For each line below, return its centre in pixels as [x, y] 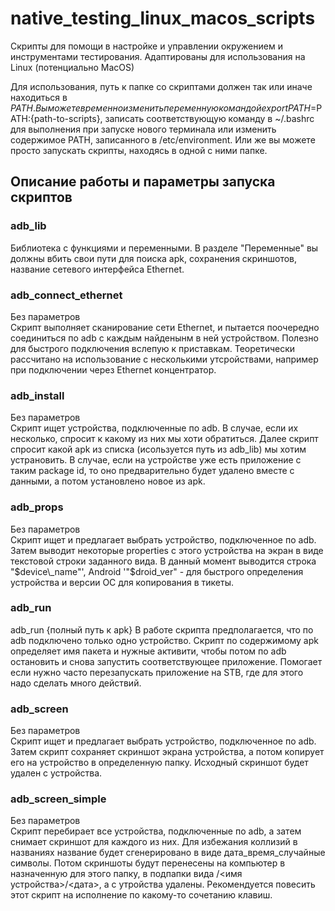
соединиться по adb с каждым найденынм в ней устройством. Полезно [164, 338]
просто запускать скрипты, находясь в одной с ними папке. [139, 150]
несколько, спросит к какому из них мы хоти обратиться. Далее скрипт [164, 439]
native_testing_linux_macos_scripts [163, 18]
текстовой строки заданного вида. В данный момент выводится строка [163, 561]
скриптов [41, 197]
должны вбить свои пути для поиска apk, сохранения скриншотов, [154, 258]
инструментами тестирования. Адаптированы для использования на [158, 56]
